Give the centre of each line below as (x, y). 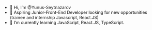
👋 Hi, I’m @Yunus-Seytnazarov (40, 7)
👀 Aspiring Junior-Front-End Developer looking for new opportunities (78, 12)
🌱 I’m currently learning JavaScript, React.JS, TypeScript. (67, 22)
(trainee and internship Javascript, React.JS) (54, 17)
